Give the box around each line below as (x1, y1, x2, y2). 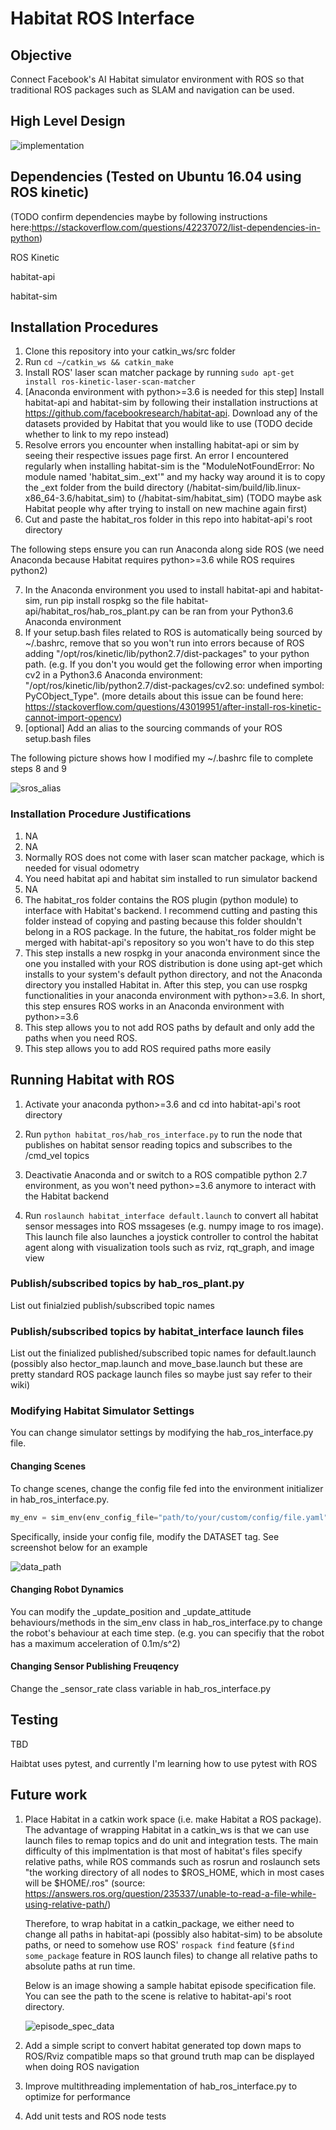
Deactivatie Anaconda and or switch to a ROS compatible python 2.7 (24, 1168, 308, 1181)
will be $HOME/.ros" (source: (24, 1877, 146, 1889)
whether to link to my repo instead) (24, 428, 170, 441)
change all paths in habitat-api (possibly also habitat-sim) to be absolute (24, 1928, 323, 1940)
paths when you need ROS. (24, 1032, 138, 1044)
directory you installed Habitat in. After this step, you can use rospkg (24, 978, 308, 991)
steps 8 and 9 (10, 763, 67, 775)
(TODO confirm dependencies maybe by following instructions (10, 210, 268, 222)
